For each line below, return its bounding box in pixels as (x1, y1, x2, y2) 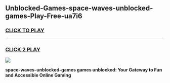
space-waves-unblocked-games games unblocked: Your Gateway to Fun (5, 66, 162, 72)
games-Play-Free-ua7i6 (5, 12, 82, 21)
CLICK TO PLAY (5, 27, 45, 34)
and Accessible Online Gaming (5, 72, 71, 78)
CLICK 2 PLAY (5, 46, 40, 53)
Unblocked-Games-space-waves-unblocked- (5, 4, 153, 13)
